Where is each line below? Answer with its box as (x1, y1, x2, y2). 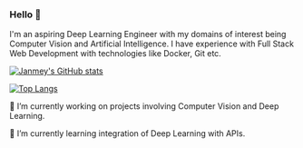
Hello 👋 (9, 8, 42, 21)
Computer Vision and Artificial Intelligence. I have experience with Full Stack (9, 38, 295, 49)
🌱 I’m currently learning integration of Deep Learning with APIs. (9, 128, 246, 139)
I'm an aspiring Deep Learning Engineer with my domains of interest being (9, 29, 287, 40)
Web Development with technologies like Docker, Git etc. (9, 48, 222, 59)
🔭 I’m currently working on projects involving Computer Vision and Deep (9, 101, 279, 112)
